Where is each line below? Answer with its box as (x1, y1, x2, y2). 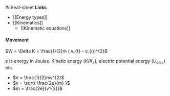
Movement (5, 37, 29, 43)
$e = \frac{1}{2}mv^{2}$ (12, 75, 65, 81)
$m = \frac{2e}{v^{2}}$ (12, 85, 62, 91)
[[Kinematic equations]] (20, 25, 71, 31)
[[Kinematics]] (12, 20, 44, 26)
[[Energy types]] (12, 14, 48, 20)
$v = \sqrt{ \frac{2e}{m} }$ (12, 80, 70, 86)
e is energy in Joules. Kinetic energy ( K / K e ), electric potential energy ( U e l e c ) (5, 58, 165, 65)
